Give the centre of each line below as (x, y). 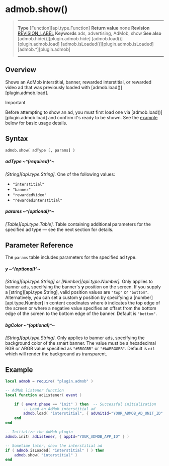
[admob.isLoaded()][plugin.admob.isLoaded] (107, 44)
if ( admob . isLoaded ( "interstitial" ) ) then (55, 450)
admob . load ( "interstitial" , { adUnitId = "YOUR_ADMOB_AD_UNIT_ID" (93, 414)
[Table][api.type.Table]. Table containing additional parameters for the (78, 224)
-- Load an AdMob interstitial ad (59, 409)
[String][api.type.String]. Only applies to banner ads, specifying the (75, 338)
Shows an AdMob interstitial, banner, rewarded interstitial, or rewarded (78, 82)
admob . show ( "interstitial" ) (46, 455)
